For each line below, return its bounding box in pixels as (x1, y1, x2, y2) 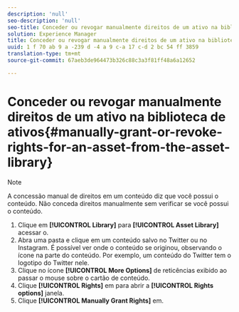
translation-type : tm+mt (7, 51, 81, 58)
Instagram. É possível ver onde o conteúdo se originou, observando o (17, 243, 223, 251)
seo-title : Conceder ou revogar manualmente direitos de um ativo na (7, 24, 218, 31)
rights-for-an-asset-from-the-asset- (7, 139, 230, 155)
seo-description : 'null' (7, 17, 81, 24)
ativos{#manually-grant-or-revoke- (7, 124, 223, 140)
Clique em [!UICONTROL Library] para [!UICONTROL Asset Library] (17, 220, 219, 229)
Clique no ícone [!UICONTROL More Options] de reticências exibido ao (17, 266, 228, 274)
